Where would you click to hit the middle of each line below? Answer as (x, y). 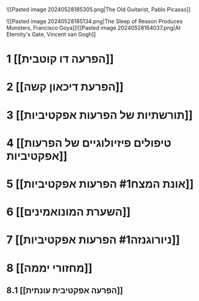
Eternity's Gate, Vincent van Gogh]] (51, 34)
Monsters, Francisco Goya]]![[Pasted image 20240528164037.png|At (93, 28)
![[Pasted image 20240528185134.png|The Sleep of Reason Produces (95, 21)
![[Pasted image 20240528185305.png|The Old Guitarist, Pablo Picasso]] (99, 9)
